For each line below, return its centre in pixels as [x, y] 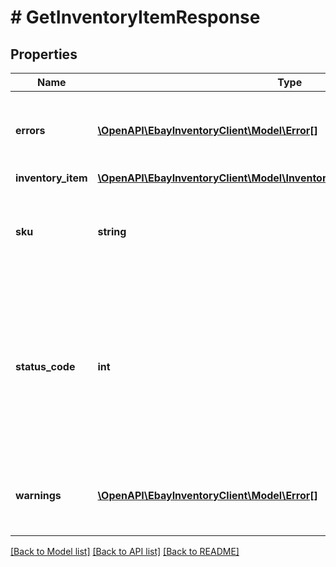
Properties [44, 54]
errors [30, 130]
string [112, 231]
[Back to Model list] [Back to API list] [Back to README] [125, 551]
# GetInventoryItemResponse [135, 17]
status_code [45, 366]
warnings [38, 495]
